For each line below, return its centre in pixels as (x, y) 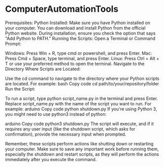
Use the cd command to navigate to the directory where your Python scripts (82, 78)
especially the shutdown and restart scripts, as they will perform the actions (82, 154)
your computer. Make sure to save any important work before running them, (82, 149)
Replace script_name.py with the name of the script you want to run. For (78, 103)
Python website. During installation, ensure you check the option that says (81, 33)
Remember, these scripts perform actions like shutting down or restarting (79, 143)
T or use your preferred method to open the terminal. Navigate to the (75, 64)
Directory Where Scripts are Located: (43, 69)
